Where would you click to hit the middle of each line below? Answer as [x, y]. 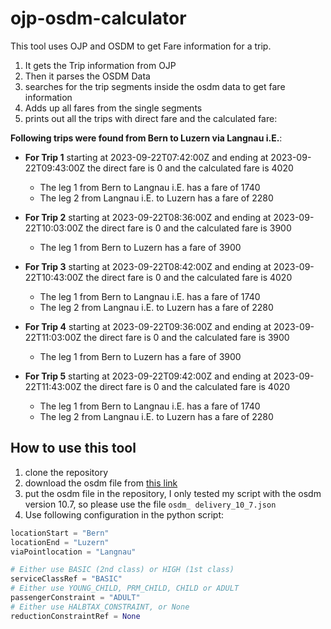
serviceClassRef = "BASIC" [66, 579]
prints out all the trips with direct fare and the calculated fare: [151, 118]
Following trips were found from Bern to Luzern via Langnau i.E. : [146, 138]
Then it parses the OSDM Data [87, 76]
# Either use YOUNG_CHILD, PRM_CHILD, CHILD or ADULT [125, 588]
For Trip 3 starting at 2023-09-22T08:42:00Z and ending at [148, 266]
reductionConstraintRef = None [75, 616]
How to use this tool [73, 448]
